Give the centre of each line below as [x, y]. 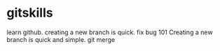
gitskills [30, 13]
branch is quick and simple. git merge [61, 39]
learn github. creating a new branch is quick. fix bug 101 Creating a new [110, 32]
